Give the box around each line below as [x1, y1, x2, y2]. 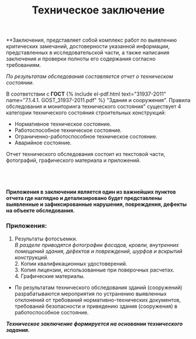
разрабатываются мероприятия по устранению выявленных [14, 290, 167, 297]
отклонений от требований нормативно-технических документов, [14, 296, 181, 303]
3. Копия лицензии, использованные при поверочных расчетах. [14, 266, 175, 273]
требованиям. [6, 62, 42, 69]
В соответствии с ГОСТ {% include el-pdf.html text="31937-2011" [6, 90, 167, 97]
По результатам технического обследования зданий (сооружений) [14, 284, 183, 291]
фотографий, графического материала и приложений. [6, 157, 141, 164]
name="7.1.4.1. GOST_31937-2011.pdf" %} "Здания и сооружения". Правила [6, 97, 191, 104]
